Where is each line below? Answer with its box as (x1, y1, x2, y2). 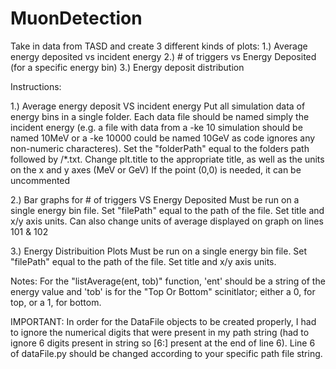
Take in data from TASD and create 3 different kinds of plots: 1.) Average (10, 40, 308, 52)
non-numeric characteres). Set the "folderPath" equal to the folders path (10, 142, 310, 154)
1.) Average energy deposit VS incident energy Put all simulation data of (10, 100, 306, 112)
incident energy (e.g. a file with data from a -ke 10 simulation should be (10, 121, 303, 133)
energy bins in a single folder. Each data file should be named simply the (10, 110, 310, 122)
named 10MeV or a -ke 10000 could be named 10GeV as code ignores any (10, 132, 316, 144)
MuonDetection (10, 7, 143, 30)
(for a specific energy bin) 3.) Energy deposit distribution (10, 61, 245, 73)
